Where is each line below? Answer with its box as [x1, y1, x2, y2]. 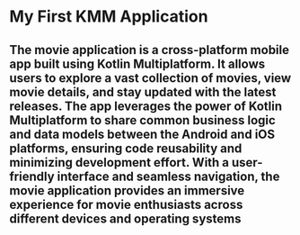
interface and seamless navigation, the [57, 168, 280, 184]
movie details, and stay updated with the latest [9, 84, 277, 100]
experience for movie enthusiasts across [9, 196, 243, 212]
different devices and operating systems [9, 211, 242, 226]
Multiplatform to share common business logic [9, 113, 276, 128]
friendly [9, 168, 56, 184]
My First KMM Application [9, 6, 208, 27]
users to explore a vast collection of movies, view [9, 70, 292, 86]
